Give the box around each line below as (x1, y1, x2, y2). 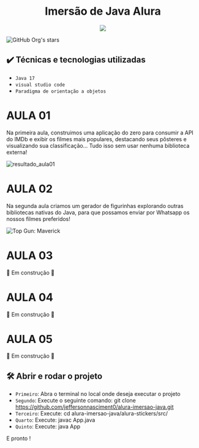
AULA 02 (6, 182, 53, 196)
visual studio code (15, 82, 66, 88)
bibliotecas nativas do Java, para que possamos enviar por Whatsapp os (6, 209, 190, 216)
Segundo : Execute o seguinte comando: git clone (15, 397, 137, 404)
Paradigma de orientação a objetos (15, 88, 107, 95)
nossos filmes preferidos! (6, 215, 70, 222)
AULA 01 (6, 109, 51, 122)
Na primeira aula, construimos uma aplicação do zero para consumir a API (6, 129, 194, 136)
